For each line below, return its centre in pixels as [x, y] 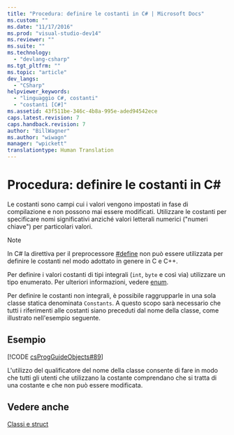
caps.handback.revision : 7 [46, 124]
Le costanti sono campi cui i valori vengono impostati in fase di [98, 204]
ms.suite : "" [26, 46]
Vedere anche [38, 407]
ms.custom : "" [28, 20]
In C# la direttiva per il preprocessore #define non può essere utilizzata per [115, 253]
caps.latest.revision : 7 [43, 117]
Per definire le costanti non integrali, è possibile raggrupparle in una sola [112, 295]
